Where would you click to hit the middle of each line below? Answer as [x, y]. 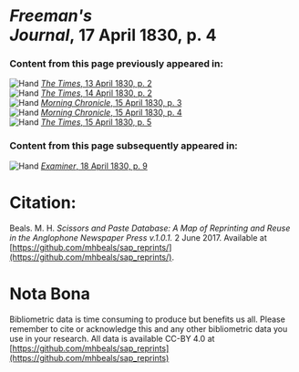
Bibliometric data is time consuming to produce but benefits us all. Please [147, 319]
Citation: [43, 202]
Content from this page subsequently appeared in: [124, 146]
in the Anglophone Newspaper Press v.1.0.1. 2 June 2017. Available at [138, 237]
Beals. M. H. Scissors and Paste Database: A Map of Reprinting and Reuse [150, 228]
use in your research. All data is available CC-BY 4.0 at [112, 338]
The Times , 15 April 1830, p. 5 [96, 122]
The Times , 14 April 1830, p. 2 [97, 93]
